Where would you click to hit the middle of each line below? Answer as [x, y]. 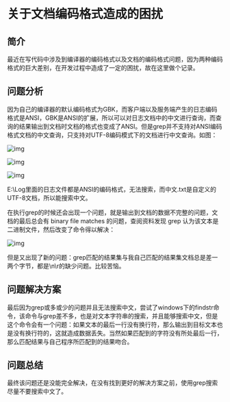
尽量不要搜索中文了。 [37, 392]
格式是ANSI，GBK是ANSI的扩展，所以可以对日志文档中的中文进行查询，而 [111, 118]
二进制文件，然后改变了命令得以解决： [61, 229]
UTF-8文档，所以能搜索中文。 [49, 198]
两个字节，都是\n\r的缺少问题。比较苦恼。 [66, 266]
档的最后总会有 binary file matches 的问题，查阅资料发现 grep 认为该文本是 [113, 221]
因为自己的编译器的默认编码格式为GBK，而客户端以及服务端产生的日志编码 [112, 109]
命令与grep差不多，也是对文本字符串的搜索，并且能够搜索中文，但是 [122, 316]
